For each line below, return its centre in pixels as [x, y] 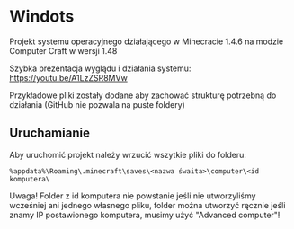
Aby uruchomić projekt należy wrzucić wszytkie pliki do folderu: [128, 154]
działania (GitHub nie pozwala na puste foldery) [98, 104]
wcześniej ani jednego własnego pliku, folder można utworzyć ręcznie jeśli [147, 205]
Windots [42, 17]
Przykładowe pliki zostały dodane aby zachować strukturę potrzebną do [143, 95]
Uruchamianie [49, 133]
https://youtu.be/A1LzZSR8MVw [68, 77]
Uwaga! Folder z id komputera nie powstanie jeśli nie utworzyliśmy [133, 196]
